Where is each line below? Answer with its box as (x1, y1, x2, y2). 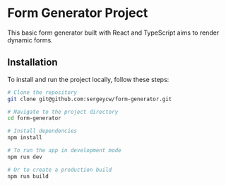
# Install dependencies (7, 127, 78, 135)
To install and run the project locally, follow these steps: (7, 75, 169, 83)
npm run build (7, 173, 49, 180)
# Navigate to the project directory (7, 108, 119, 115)
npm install (7, 134, 42, 141)
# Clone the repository (7, 88, 78, 96)
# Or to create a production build (7, 166, 112, 173)
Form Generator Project (7, 5, 148, 21)
